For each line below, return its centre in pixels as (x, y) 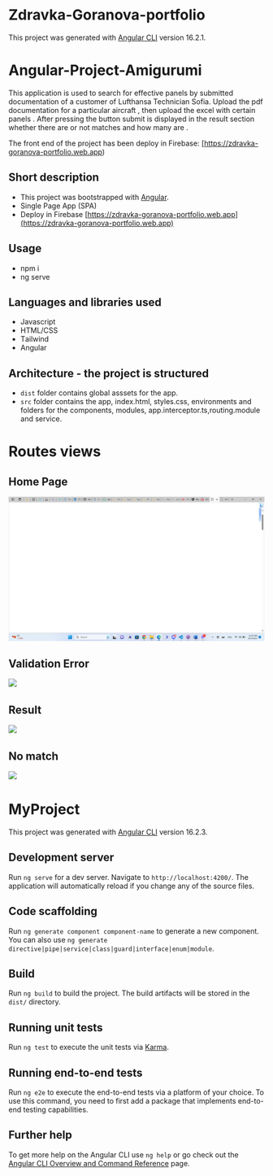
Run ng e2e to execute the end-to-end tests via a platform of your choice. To (136, 1092)
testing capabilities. (56, 1110)
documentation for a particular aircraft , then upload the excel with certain (132, 110)
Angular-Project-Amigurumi (105, 70)
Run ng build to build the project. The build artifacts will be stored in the (129, 993)
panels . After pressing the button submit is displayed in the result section (132, 119)
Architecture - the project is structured (109, 373)
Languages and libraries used (85, 302)
